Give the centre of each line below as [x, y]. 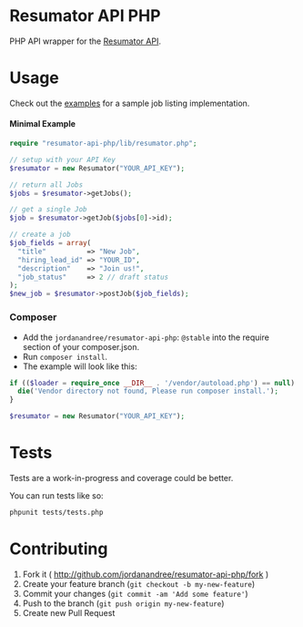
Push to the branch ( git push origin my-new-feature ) [123, 603]
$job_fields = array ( [50, 243]
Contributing [59, 549]
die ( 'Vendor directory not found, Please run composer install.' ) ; [148, 391]
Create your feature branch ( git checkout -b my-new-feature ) [139, 583]
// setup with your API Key [63, 159]
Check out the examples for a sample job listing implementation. [130, 103]
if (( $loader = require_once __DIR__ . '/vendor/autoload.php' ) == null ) [152, 383]
